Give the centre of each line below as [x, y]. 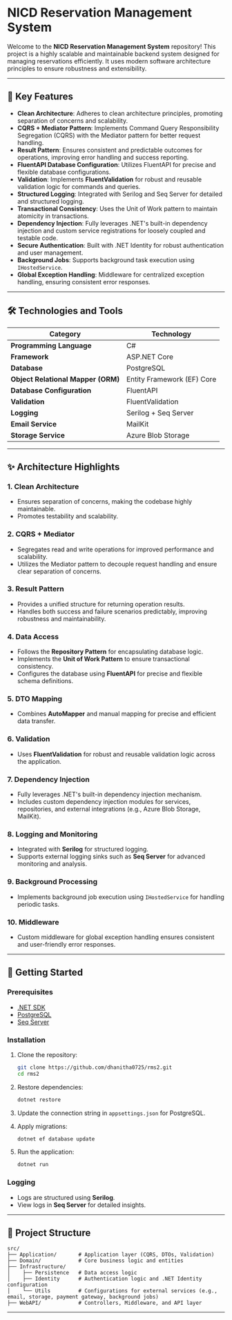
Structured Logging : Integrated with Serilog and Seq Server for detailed [120, 194]
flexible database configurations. [64, 172]
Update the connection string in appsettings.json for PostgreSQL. [111, 1113]
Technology [172, 334]
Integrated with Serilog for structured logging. [83, 849]
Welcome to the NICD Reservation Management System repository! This [112, 46]
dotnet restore [39, 1100]
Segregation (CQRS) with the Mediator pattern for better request [109, 135]
